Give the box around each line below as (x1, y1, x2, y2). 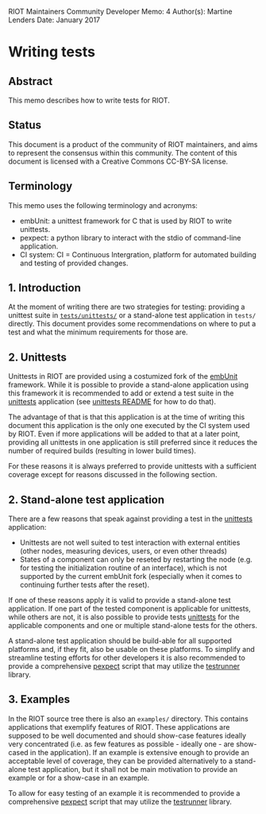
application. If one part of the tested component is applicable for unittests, (8, 604, 252, 614)
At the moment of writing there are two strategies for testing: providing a (8, 302, 245, 312)
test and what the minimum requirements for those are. (8, 327, 188, 337)
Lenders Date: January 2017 (8, 15, 101, 25)
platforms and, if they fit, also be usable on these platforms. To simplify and (8, 645, 256, 654)
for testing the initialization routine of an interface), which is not (19, 563, 228, 573)
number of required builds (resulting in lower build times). (8, 446, 197, 456)
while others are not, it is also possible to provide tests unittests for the (8, 612, 240, 622)
